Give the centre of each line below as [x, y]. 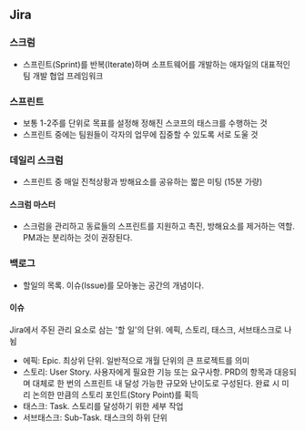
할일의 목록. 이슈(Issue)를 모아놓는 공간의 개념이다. [113, 285]
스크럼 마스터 [33, 204]
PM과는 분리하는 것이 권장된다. [77, 238]
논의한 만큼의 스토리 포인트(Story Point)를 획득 [116, 395]
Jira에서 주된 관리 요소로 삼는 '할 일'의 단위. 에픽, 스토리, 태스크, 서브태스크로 [146, 329]
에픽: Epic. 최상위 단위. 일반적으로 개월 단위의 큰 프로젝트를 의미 [136, 360]
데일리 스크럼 [36, 160]
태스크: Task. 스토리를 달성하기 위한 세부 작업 [103, 405]
